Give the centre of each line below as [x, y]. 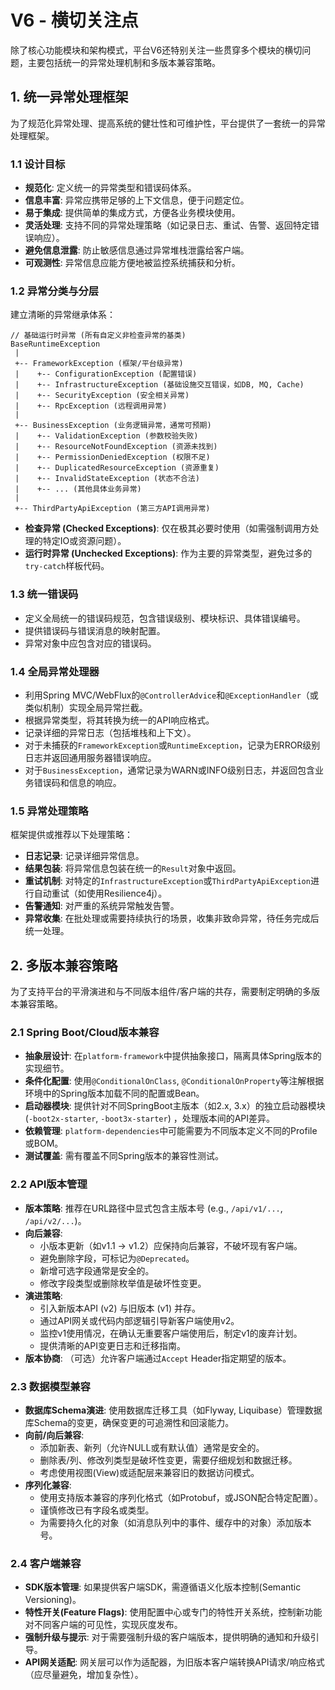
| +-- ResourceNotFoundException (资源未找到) [116, 447]
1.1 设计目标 [38, 164]
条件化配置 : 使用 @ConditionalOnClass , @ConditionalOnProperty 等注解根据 [174, 1081]
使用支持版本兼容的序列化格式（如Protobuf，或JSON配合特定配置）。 [181, 1497]
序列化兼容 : [48, 1485]
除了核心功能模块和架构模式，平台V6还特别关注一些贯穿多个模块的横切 [156, 50]
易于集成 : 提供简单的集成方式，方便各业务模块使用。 [132, 213]
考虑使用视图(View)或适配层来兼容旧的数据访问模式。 [149, 1472]
